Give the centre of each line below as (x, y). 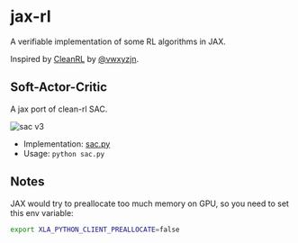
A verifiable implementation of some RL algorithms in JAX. (118, 41)
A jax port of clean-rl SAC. (59, 109)
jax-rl (31, 17)
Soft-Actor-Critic (59, 87)
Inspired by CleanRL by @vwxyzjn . (75, 58)
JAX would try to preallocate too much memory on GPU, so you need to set (149, 203)
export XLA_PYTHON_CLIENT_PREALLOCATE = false (95, 229)
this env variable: (42, 212)
